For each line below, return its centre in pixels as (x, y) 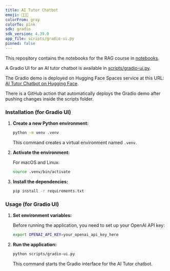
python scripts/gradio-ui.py (44, 254)
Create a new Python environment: (50, 123)
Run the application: (35, 244)
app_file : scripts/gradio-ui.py (40, 39)
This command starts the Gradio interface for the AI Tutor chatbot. (82, 264)
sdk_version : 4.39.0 (27, 34)
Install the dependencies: (40, 181)
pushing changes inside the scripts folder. (49, 99)
